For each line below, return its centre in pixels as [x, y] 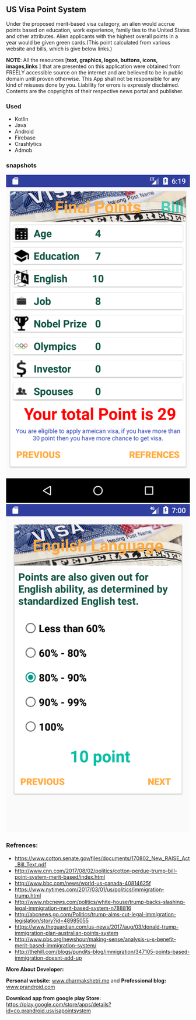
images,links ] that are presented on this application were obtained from [93, 66]
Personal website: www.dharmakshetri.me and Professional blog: [86, 980]
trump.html [28, 895]
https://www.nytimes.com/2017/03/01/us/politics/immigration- [89, 889]
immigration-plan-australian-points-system [66, 933]
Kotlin [21, 119]
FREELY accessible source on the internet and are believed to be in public [95, 72]
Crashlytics [28, 144]
